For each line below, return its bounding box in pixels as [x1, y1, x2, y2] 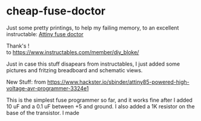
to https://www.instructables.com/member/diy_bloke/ [6, 48, 139, 55]
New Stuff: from [6, 78, 47, 85]
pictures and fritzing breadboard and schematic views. [6, 66, 143, 73]
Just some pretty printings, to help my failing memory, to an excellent [6, 24, 179, 31]
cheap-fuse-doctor [6, 4, 106, 18]
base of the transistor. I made [6, 109, 80, 116]
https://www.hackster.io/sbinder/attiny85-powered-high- [47, 78, 189, 85]
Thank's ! [6, 42, 30, 49]
